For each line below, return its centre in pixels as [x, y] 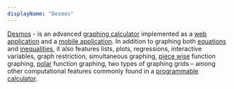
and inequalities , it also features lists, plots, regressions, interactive [105, 48]
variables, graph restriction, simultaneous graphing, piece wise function [112, 56]
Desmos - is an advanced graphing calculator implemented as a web [107, 34]
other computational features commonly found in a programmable [103, 71]
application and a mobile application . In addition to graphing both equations [117, 41]
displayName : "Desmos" [41, 14]
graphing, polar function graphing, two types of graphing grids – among [112, 63]
